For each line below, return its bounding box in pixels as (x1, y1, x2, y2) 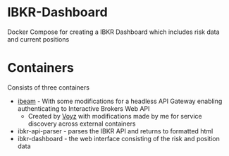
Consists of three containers (7, 83, 90, 92)
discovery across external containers (27, 119, 136, 128)
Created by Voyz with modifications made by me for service (27, 112, 202, 120)
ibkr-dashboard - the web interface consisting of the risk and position (17, 134, 221, 143)
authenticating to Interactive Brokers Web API (17, 104, 150, 113)
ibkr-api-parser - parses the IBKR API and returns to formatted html (17, 126, 213, 135)
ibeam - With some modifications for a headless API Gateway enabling (17, 97, 223, 105)
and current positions (7, 35, 70, 43)
